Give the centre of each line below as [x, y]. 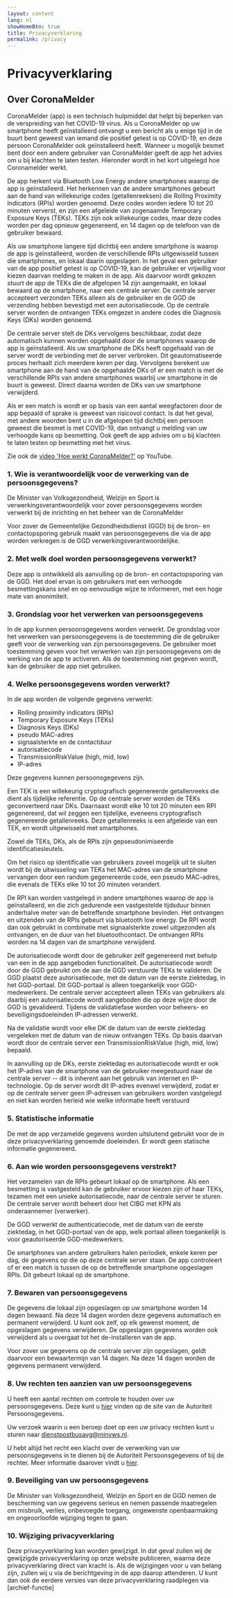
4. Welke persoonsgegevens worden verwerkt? [89, 684]
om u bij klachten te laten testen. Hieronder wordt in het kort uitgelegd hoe [113, 160]
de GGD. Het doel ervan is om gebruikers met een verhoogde [95, 581]
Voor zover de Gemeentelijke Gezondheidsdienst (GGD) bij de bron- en [109, 526]
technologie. [25, 1086]
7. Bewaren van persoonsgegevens [68, 1293]
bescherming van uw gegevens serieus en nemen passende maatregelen [112, 1503]
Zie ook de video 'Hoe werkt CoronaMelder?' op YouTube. [90, 456]
